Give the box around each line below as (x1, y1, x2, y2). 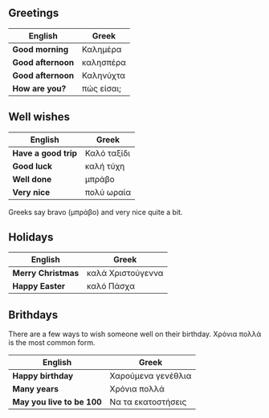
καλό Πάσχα (87, 281, 135, 292)
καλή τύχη (84, 160, 125, 172)
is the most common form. (8, 338, 96, 347)
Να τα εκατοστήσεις (109, 396, 187, 408)
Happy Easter (12, 281, 66, 292)
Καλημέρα (81, 43, 122, 55)
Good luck (12, 160, 53, 172)
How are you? (12, 83, 67, 94)
